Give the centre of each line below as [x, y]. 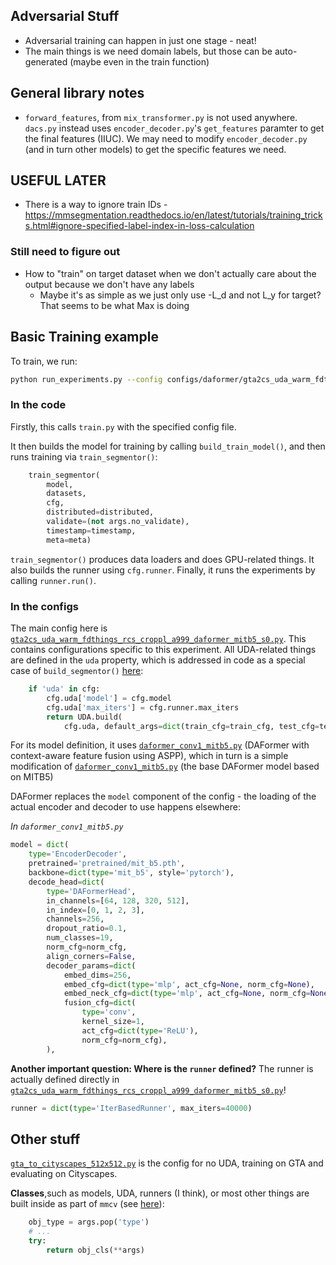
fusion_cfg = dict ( [100, 1003]
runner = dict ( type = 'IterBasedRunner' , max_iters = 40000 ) [131, 1108]
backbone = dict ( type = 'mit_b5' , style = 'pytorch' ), [131, 873]
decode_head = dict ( [66, 882]
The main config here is [59, 628]
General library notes [77, 93]
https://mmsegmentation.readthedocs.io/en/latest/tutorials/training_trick [173, 215]
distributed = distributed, [100, 512]
